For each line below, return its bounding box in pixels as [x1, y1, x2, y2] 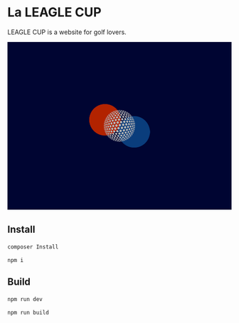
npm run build [7, 309, 50, 316]
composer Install [7, 243, 59, 251]
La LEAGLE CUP [7, 4, 102, 21]
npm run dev [7, 295, 43, 302]
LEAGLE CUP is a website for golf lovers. [7, 28, 127, 36]
